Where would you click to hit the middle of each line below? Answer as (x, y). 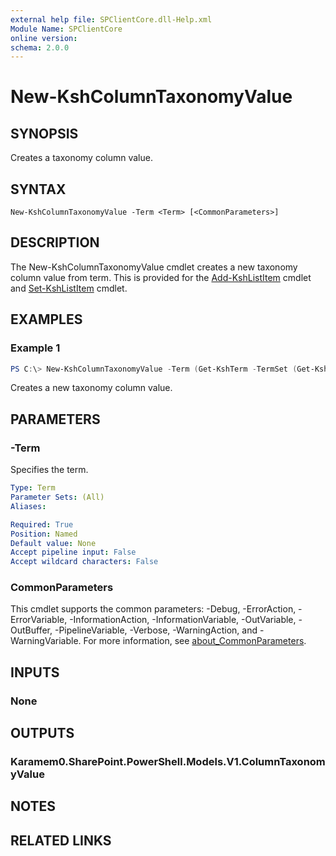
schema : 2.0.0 (40, 47)
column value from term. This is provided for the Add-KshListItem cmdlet (161, 277)
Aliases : (28, 506)
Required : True (42, 524)
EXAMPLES (46, 319)
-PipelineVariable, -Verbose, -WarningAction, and (156, 630)
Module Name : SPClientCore (66, 29)
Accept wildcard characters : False (84, 562)
